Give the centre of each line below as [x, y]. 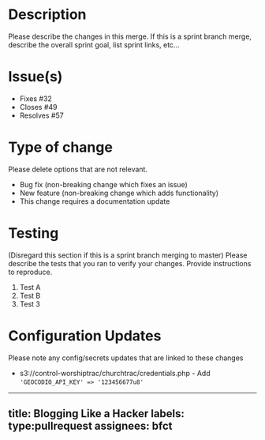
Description [47, 15]
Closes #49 [38, 107]
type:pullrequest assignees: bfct [90, 426]
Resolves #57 [42, 115]
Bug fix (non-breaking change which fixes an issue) [103, 184]
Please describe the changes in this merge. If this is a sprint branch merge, [130, 36]
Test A [30, 287]
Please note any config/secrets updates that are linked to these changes [126, 358]
